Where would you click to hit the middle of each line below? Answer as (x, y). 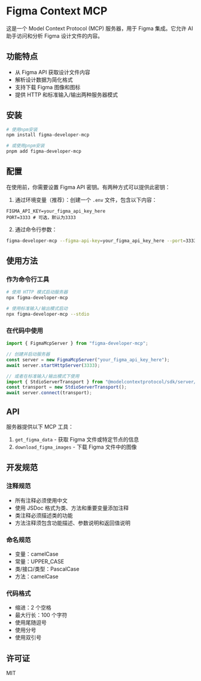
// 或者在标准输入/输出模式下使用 (43, 376)
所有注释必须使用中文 (41, 500)
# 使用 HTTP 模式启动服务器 (37, 292)
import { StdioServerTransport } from (54, 382)
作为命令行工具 (28, 280)
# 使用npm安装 (22, 129)
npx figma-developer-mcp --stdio (48, 314)
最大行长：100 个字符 (41, 615)
